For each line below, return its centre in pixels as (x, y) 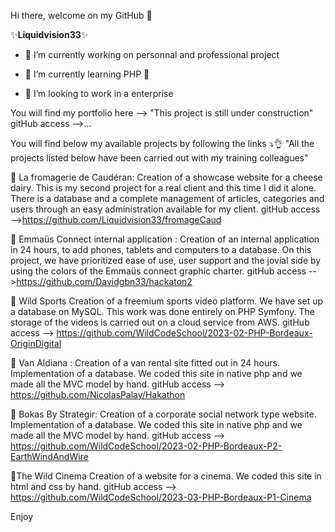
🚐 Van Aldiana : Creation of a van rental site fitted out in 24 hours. (145, 363)
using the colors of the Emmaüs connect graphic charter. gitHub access (158, 271)
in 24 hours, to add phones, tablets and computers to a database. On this (161, 249)
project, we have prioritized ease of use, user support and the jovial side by (166, 260)
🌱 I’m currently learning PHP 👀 (87, 74)
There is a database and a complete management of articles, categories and (167, 198)
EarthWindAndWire (49, 456)
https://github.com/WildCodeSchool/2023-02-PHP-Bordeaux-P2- (146, 446)
